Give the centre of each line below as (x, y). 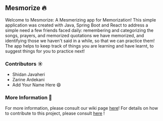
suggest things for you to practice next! (45, 51)
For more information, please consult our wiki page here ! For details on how (81, 108)
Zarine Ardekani (28, 80)
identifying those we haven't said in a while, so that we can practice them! (80, 41)
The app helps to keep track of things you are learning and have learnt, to (80, 46)
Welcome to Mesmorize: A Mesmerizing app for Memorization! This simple (81, 20)
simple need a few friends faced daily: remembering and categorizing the (79, 30)
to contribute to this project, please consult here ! (55, 113)
